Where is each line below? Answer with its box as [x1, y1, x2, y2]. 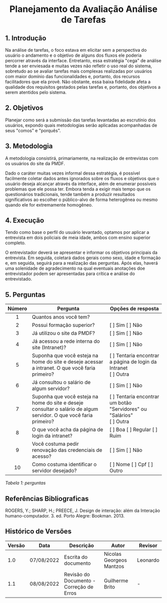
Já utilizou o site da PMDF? [32, 330, 95, 337]
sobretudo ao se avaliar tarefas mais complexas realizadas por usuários [5, 68, 153, 74]
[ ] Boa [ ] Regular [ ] [109, 426, 158, 433]
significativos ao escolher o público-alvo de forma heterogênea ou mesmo [5, 197, 158, 202]
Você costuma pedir [32, 440, 79, 447]
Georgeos [103, 556, 127, 563]
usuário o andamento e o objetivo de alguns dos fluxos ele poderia [5, 52, 142, 58]
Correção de [64, 583, 93, 590]
